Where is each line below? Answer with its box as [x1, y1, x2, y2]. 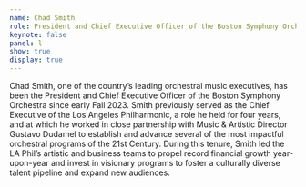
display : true [9, 55, 64, 64]
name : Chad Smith [9, 13, 76, 23]
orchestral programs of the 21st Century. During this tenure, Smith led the [9, 138, 285, 149]
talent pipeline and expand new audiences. [9, 167, 170, 178]
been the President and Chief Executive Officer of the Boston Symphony [9, 90, 281, 101]
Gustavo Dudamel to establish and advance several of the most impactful [9, 129, 284, 139]
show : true [9, 47, 51, 56]
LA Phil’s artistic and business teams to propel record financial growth [9, 148, 271, 159]
